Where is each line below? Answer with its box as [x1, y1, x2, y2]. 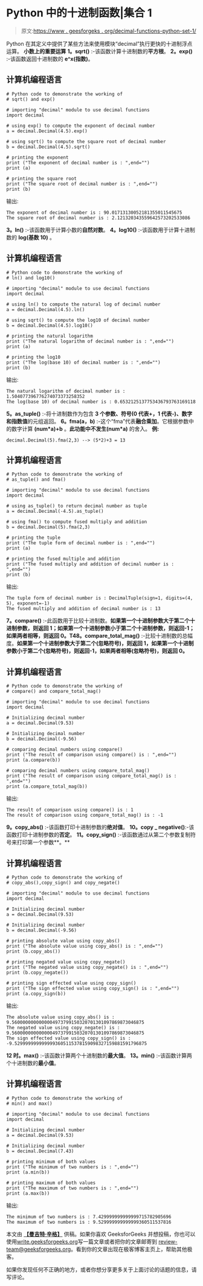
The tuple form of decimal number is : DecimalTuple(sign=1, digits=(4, [6, 595, 193, 602]
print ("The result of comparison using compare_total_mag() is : [6, 773, 177, 779]
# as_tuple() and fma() [6, 477, 66, 483]
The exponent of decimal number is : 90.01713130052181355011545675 [6, 210, 182, 216]
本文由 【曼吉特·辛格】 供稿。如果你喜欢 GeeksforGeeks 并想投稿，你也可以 [6, 1230, 196, 1238]
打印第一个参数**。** [16, 838, 71, 846]
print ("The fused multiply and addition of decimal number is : [6, 561, 174, 567]
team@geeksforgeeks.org [6, 1246, 71, 1253]
